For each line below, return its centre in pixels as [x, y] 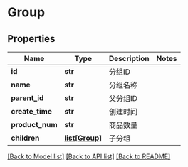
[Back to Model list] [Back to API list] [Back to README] [89, 156]
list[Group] [83, 138]
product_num [35, 125]
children [25, 138]
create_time [31, 111]
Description [129, 59]
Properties [31, 39]
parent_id [27, 98]
